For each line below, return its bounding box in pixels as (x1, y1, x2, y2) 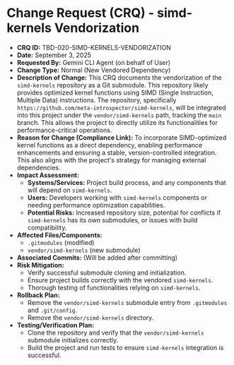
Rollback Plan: (16, 291, 61, 299)
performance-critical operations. (16, 126, 112, 134)
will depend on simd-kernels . (27, 186, 112, 194)
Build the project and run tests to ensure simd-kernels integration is (27, 343, 224, 352)
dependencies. (16, 163, 61, 172)
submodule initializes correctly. (27, 335, 118, 344)
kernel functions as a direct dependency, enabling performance (16, 140, 203, 149)
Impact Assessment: (16, 171, 79, 179)
